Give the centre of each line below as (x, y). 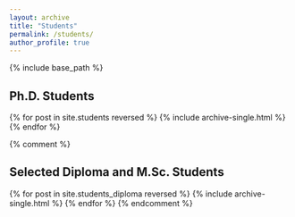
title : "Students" (43, 26)
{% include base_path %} (56, 68)
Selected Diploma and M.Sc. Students (117, 172)
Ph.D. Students (52, 96)
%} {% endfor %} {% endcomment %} (122, 203)
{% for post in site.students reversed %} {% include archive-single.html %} (147, 118)
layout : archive (39, 17)
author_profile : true (50, 42)
